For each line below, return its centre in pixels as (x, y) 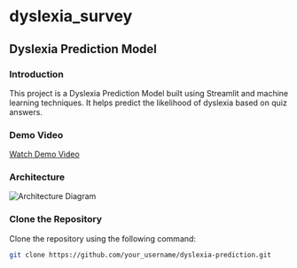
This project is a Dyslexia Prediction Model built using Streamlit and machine (149, 93)
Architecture (37, 177)
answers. (26, 111)
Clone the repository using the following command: (103, 238)
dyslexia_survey (71, 16)
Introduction (36, 74)
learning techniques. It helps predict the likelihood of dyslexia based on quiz (148, 103)
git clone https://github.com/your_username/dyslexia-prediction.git (141, 255)
